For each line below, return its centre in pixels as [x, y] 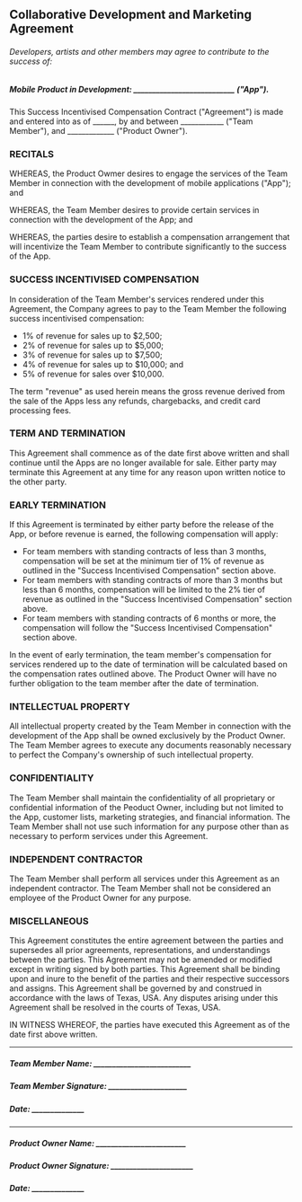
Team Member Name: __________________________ [100, 1063]
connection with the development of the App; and [101, 220]
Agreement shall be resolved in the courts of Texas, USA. [115, 1008]
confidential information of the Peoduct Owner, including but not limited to [147, 807]
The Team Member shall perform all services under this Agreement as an [145, 879]
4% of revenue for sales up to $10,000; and [103, 364]
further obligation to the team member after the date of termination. [134, 684]
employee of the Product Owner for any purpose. [100, 898]
